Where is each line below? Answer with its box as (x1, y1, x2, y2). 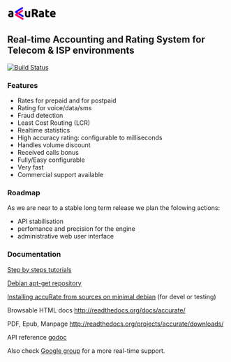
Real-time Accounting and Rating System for (7, 33, 206, 45)
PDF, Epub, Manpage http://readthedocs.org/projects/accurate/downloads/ (7, 319, 224, 328)
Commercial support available (17, 171, 104, 179)
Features (7, 80, 38, 90)
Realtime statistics (17, 126, 70, 135)
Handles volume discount (17, 141, 91, 149)
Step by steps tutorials (7, 265, 72, 273)
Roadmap (7, 188, 40, 198)
